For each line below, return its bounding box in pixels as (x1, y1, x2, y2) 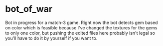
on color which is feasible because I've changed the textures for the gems (5, 24, 158, 30)
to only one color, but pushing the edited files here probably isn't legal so (5, 30, 156, 36)
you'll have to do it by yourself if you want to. (5, 35, 98, 41)
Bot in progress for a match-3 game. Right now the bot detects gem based (5, 20, 158, 25)
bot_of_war (5, 3, 53, 15)
